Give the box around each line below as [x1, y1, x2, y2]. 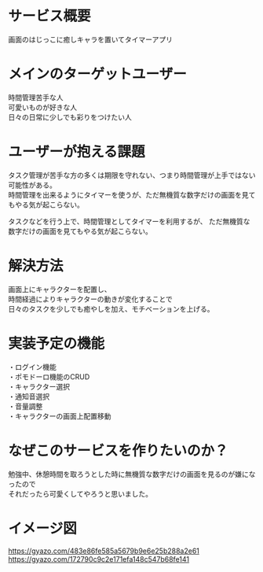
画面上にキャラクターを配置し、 [8, 284, 111, 293]
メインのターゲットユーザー [8, 65, 187, 83]
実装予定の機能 [8, 334, 105, 352]
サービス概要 [8, 7, 92, 25]
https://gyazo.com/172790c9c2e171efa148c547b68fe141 [8, 554, 190, 563]
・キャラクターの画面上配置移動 [8, 411, 111, 421]
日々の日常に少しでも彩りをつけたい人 [8, 112, 132, 122]
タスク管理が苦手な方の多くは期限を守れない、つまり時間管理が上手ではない [8, 170, 256, 179]
